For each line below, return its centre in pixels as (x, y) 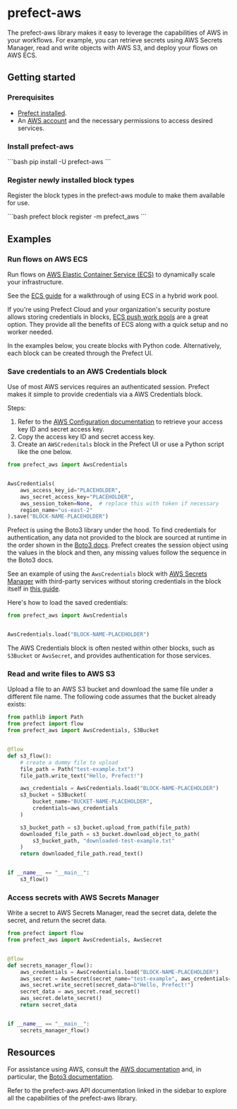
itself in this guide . (34, 589)
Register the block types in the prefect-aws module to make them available (116, 195)
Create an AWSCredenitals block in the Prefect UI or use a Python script (121, 444)
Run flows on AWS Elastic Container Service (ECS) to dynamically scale (111, 274)
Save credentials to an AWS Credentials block (87, 371)
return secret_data (49, 1005)
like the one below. (45, 452)
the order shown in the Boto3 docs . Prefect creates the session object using (118, 545)
